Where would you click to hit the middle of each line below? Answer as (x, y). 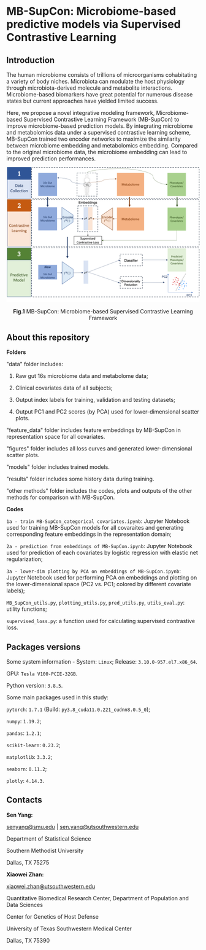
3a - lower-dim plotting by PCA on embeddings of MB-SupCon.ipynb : (94, 571)
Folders (16, 352)
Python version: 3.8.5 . (35, 686)
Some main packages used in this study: (57, 697)
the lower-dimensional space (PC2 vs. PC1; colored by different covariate (99, 584)
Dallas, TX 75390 (28, 940)
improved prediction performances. (51, 159)
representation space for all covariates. (56, 437)
